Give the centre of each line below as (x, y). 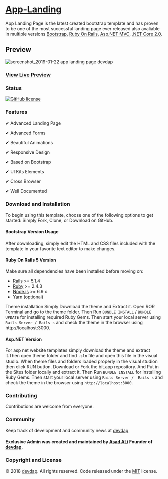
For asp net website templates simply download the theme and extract (78, 350)
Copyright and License (33, 460)
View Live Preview (28, 75)
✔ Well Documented (26, 191)
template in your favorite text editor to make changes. (61, 248)
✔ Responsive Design (28, 152)
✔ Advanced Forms (25, 133)
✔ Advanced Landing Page (33, 123)
